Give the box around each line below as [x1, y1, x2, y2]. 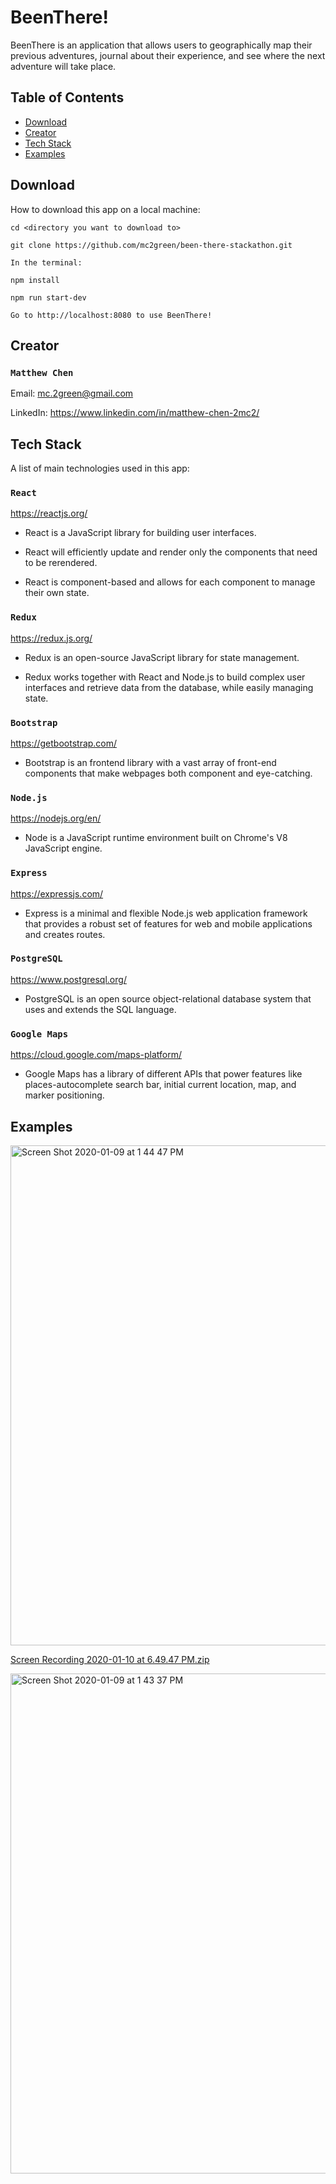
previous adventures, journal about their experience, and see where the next [10, 49, 326, 61]
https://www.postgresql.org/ [10, 973, 127, 985]
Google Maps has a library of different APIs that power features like [24, 1068, 303, 1080]
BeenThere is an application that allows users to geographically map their [10, 39, 313, 51]
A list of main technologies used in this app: [10, 462, 190, 475]
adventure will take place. [10, 60, 117, 72]
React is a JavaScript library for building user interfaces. [24, 527, 257, 539]
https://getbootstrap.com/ [10, 737, 118, 749]
